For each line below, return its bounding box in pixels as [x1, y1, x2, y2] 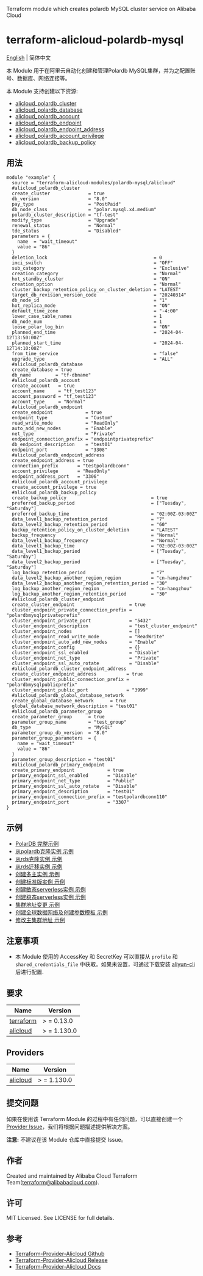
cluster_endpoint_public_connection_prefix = [12, 676, 130, 682]
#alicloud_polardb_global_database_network [12, 692, 124, 698]
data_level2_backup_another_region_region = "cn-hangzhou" [12, 575, 192, 581]
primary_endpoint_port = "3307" [12, 799, 130, 805]
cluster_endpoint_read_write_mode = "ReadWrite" [12, 633, 165, 640]
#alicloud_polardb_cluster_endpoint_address [12, 665, 127, 672]
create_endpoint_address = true [12, 457, 94, 463]
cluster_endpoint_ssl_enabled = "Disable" [12, 649, 160, 655]
